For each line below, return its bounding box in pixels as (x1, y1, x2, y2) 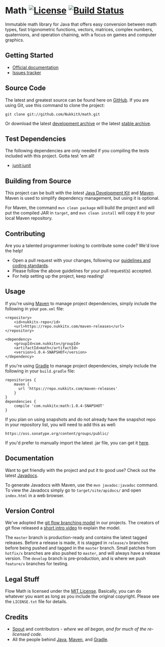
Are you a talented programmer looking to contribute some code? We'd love (5, 243, 159, 249)
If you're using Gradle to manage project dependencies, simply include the (5, 362, 157, 368)
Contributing (5, 229, 45, 238)
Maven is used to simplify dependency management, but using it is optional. (5, 195, 160, 201)
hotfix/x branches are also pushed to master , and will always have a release (5, 550, 161, 556)
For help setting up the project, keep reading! (12, 273, 104, 279)
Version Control (5, 507, 55, 515)
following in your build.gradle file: (5, 368, 75, 374)
